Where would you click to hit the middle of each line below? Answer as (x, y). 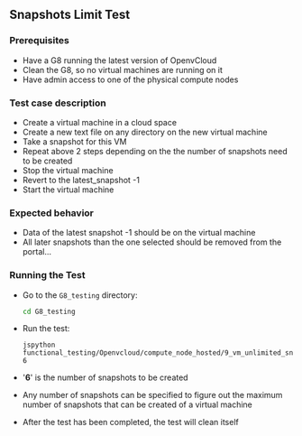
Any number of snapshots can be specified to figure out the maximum (152, 395)
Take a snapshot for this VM (74, 141)
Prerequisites (39, 41)
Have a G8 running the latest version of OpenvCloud (119, 60)
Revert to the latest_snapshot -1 (81, 180)
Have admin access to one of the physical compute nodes (130, 79)
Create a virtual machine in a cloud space (100, 122)
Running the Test (47, 275)
